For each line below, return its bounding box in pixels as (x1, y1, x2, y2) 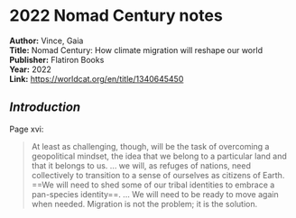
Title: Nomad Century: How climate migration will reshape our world (9, 44, 264, 55)
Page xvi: (9, 123, 44, 134)
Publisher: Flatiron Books (9, 54, 105, 65)
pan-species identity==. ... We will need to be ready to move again (31, 188, 279, 199)
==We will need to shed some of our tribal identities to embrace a (31, 179, 275, 190)
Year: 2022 (9, 64, 52, 75)
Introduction (9, 100, 81, 115)
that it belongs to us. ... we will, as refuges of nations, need (31, 159, 251, 171)
